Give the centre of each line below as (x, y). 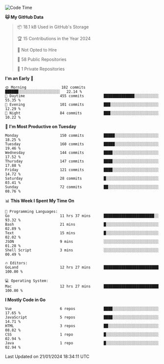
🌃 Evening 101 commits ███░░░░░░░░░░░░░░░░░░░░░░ (82, 104)
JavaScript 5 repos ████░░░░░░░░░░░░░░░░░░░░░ (82, 317)
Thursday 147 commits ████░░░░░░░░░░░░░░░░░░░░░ (82, 161)
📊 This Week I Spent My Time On (40, 201)
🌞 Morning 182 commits (45, 87)
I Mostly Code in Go (25, 300)
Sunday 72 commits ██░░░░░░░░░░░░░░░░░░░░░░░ (82, 187)
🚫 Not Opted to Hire (37, 50)
